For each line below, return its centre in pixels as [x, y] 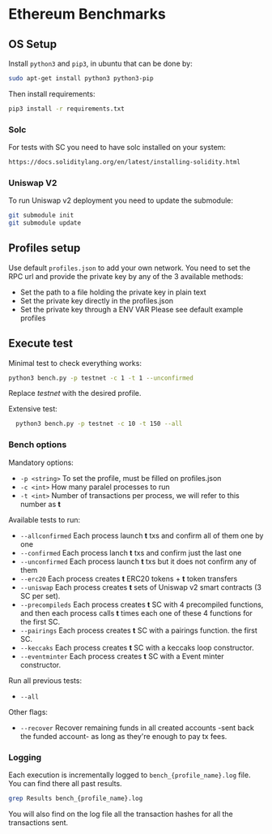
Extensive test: [33, 409]
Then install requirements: [52, 93]
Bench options [38, 445]
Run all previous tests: [45, 680]
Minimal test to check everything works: [75, 363]
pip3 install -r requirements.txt [67, 109]
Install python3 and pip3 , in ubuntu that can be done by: [100, 63]
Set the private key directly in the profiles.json [97, 300]
